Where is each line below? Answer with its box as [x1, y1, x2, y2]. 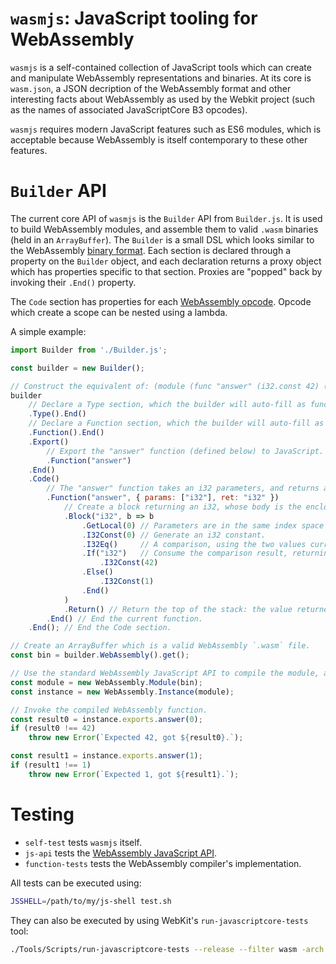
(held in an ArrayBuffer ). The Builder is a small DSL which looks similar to [10, 233, 315, 246]
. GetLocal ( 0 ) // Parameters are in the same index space [81, 520, 325, 531]
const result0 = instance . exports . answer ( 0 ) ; [10, 714, 203, 724]
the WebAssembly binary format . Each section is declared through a [10, 244, 292, 256]
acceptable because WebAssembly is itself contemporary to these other [10, 133, 308, 146]
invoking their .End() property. [10, 276, 137, 288]
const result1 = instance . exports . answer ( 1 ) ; [10, 751, 203, 761]
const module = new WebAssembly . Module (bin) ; [10, 677, 203, 687]
